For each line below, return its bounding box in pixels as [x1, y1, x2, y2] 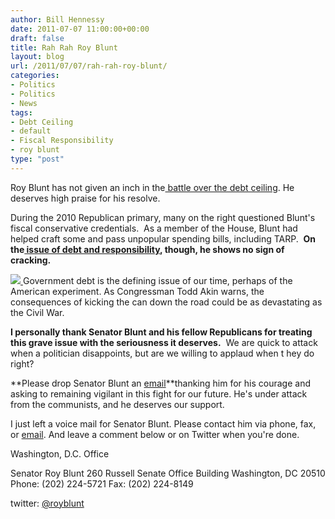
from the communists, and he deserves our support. [10, 398, 225, 410]
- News [10, 98, 38, 108]
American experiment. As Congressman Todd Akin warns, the [10, 285, 265, 297]
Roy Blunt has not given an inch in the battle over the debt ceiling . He [10, 181, 295, 193]
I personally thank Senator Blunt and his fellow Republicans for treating [10, 326, 313, 338]
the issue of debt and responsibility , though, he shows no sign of [10, 243, 285, 255]
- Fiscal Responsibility [10, 136, 114, 146]
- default [10, 126, 52, 136]
